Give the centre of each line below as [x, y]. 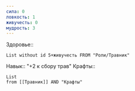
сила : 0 [16, 11]
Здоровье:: [20, 45]
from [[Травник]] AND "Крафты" [44, 82]
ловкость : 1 [21, 17]
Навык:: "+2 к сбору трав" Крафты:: [51, 66]
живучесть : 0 [22, 22]
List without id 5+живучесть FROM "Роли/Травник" [68, 55]
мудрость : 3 [21, 28]
